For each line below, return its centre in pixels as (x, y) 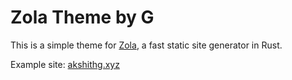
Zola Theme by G (82, 17)
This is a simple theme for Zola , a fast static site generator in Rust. (146, 45)
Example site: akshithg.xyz (65, 64)
